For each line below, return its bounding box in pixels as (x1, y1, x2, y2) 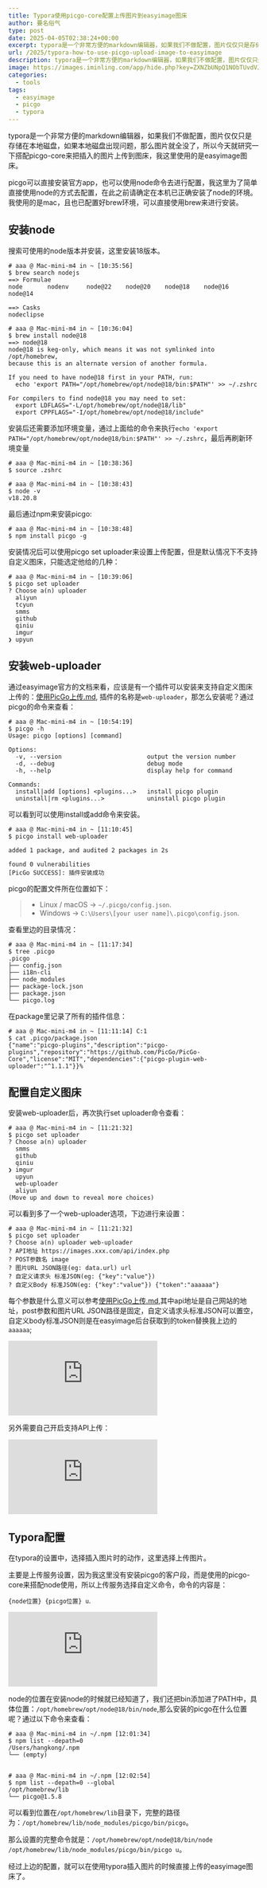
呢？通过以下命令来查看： (8, 1714, 92, 1724)
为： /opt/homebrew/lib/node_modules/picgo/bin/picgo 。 (8, 1818, 193, 1827)
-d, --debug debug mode (15, 759, 183, 768)
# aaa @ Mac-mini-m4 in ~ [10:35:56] (8, 262, 133, 269)
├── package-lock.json (8, 982, 83, 990)
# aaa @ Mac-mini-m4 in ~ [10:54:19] (8, 718, 133, 726)
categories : (8, 71, 48, 79)
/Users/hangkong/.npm (8, 1744, 80, 1752)
